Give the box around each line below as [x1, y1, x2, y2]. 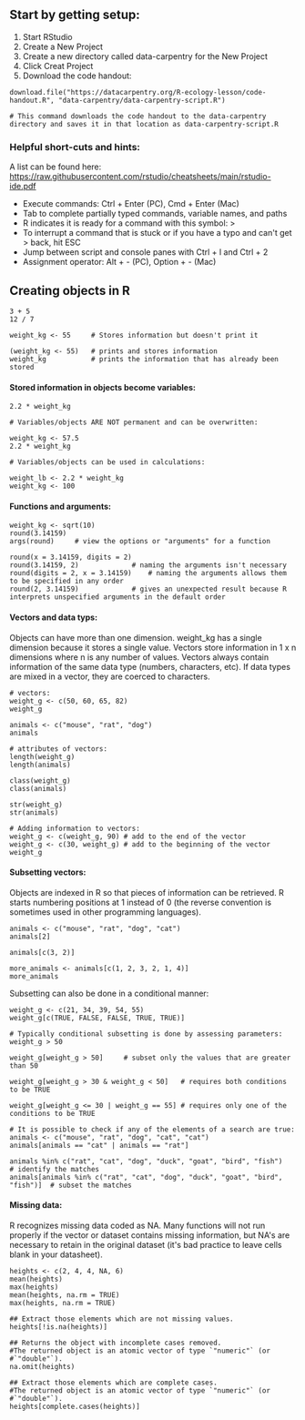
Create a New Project [22, 41, 103, 52]
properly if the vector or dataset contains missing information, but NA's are [9, 1229, 290, 1241]
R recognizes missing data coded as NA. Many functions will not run [9, 1220, 266, 1231]
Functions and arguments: [9, 501, 112, 512]
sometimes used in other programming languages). [9, 906, 202, 918]
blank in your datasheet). [9, 1249, 103, 1260]
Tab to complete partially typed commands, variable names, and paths [22, 208, 288, 219]
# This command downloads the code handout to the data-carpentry [9, 111, 267, 121]
